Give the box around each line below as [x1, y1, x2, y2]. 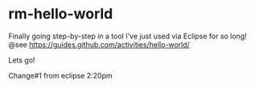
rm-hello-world [8, 5, 113, 23]
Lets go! [8, 55, 35, 65]
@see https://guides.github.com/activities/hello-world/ [8, 39, 191, 49]
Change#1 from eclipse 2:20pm [8, 70, 113, 80]
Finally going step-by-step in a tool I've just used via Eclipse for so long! [8, 31, 247, 41]
